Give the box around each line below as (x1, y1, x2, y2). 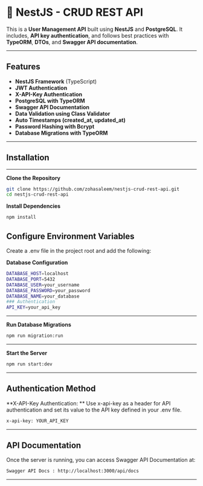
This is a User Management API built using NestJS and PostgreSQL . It (6, 25, 183, 33)
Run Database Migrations (6, 321, 71, 328)
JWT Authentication (14, 84, 68, 92)
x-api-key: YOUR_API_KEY (6, 418, 69, 424)
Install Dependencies (6, 202, 61, 210)
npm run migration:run (6, 333, 63, 339)
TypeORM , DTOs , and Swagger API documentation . (6, 38, 138, 45)
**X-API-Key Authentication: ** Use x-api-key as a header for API (6, 399, 171, 407)
